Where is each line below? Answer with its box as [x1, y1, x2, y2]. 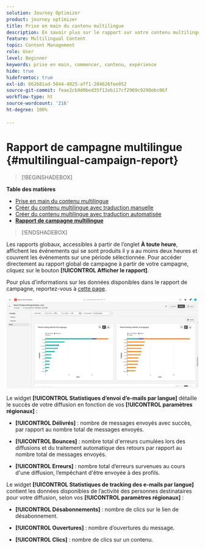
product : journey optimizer [6, 16, 78, 23]
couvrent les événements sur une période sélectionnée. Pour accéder [6, 253, 182, 261]
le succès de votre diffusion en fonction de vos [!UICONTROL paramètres [6, 401, 193, 408]
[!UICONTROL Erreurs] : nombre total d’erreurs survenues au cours [15, 462, 185, 469]
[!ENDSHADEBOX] [21, 228, 68, 236]
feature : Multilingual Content [6, 35, 86, 42]
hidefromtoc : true [6, 74, 53, 81]
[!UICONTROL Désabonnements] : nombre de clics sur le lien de [15, 506, 179, 513]
